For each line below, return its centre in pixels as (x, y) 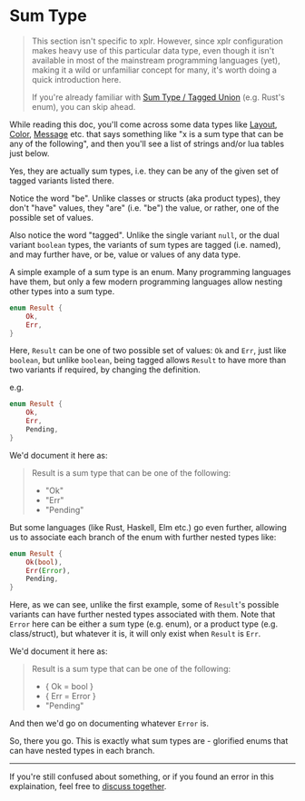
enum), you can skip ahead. (84, 106)
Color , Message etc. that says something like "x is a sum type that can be (147, 133)
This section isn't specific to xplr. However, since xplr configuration (157, 41)
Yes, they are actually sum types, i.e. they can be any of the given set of (144, 171)
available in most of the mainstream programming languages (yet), (156, 60)
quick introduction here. (76, 79)
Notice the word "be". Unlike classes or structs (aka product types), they (145, 198)
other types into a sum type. (62, 291)
